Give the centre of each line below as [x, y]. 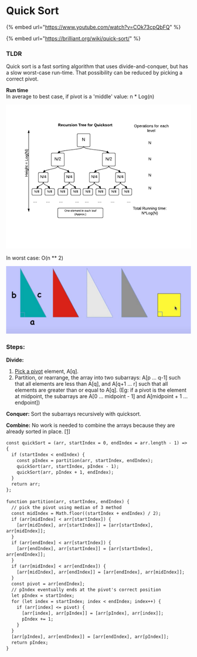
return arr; [26, 484]
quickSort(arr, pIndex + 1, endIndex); [65, 472]
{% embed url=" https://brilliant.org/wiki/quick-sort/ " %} [73, 38]
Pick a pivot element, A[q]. [47, 371]
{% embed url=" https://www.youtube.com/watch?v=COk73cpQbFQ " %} [94, 27]
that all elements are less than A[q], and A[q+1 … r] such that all [91, 383]
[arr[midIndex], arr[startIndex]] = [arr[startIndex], [85, 525]
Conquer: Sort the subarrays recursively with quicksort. [74, 414]
